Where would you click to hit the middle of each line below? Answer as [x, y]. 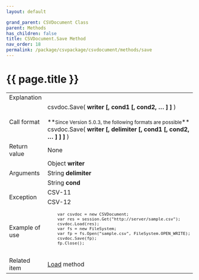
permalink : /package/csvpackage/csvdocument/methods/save [79, 50]
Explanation [25, 97]
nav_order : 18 [24, 44]
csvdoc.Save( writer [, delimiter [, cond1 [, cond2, [118, 129]
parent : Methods [26, 28]
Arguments [25, 173]
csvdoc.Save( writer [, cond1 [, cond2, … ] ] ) [112, 107]
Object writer [66, 163]
